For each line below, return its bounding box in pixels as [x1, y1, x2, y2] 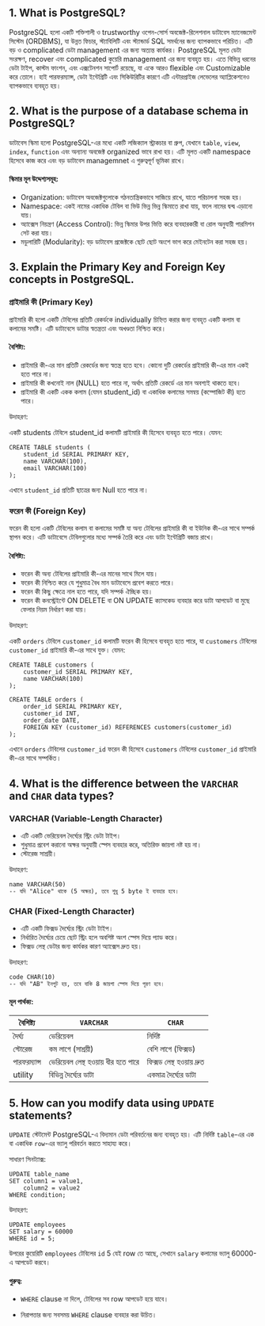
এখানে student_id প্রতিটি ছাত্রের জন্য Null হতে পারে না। [9, 485, 149, 495]
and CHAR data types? [9, 789, 114, 803]
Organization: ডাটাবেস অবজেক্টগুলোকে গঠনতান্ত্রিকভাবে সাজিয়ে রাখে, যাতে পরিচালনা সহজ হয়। [20, 192, 244, 201]
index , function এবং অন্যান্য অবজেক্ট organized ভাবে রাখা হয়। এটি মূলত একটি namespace [9, 147, 252, 156]
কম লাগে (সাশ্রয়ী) [48, 1044, 94, 1055]
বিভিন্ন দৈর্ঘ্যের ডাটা [48, 1069, 94, 1080]
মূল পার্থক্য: [9, 996, 34, 1006]
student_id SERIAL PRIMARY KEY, [23, 450, 130, 458]
